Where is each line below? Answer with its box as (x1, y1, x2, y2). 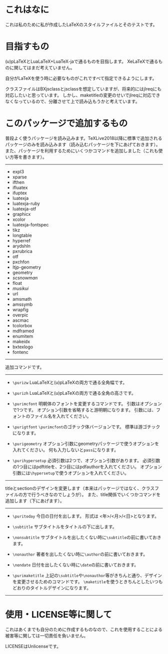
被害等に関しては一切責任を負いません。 (5, 633, 88, 639)
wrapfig (12, 306, 29, 312)
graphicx (12, 211, 31, 217)
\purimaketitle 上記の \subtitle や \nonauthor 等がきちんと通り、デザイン (12, 572, 162, 578)
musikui (12, 285, 29, 291)
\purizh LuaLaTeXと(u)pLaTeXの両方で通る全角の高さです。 (12, 390, 136, 396)
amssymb (12, 301, 33, 307)
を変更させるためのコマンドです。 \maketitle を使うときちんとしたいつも (12, 579, 163, 585)
